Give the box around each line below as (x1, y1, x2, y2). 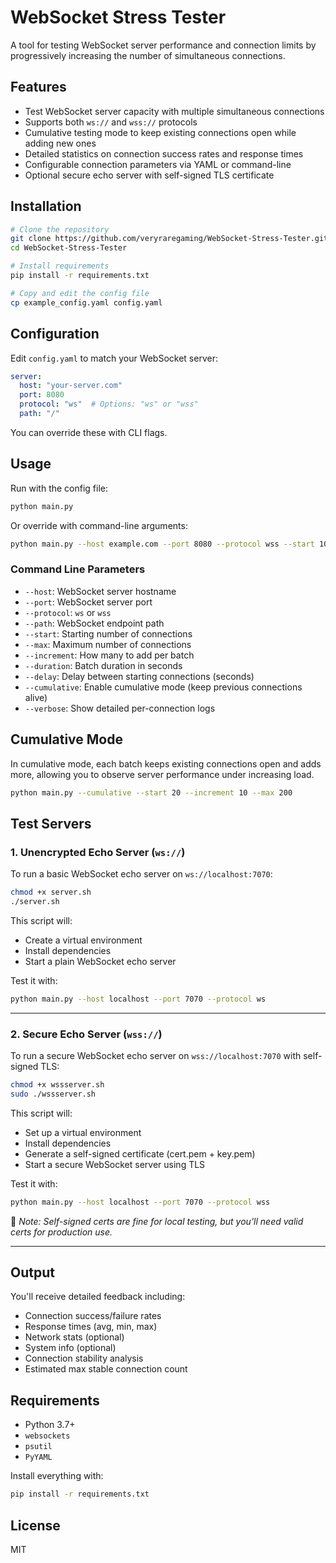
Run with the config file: (10, 482, 109, 494)
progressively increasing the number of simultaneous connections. (10, 49, 286, 61)
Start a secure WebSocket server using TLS (24, 1158, 206, 1170)
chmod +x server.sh (10, 887, 92, 898)
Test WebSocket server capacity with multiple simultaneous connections (24, 105, 325, 117)
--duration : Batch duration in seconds (24, 659, 183, 671)
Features (10, 79, 67, 96)
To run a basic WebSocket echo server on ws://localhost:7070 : (10, 868, 273, 880)
